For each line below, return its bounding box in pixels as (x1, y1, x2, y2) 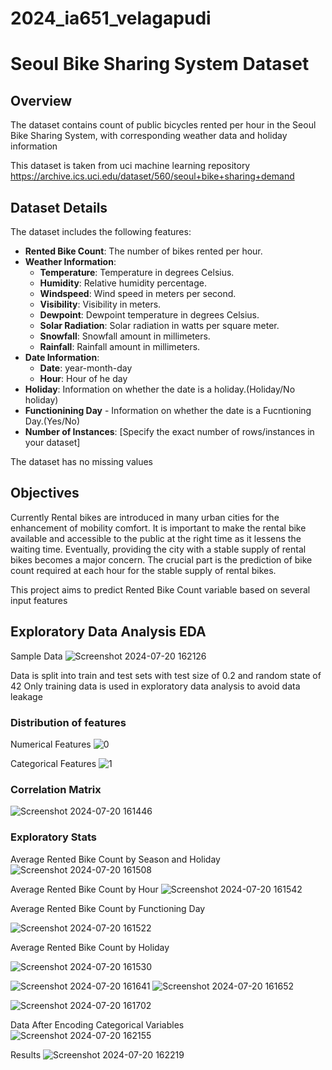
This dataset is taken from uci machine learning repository (10, 160, 251, 172)
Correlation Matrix (10, 782, 102, 796)
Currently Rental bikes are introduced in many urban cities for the (10, 511, 280, 523)
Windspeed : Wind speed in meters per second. (39, 288, 237, 299)
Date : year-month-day (39, 362, 133, 374)
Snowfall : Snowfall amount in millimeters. (39, 330, 211, 342)
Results (10, 1048, 42, 1061)
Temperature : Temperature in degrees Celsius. (39, 267, 235, 278)
